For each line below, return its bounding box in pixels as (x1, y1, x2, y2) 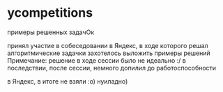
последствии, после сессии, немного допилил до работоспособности (7, 63, 217, 72)
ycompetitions (7, 5, 93, 21)
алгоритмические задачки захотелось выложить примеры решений (7, 49, 210, 57)
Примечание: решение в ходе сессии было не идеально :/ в (7, 56, 186, 64)
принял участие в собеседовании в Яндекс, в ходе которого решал (7, 41, 208, 49)
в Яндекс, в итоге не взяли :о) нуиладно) (7, 77, 128, 85)
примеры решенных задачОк (7, 28, 95, 36)
